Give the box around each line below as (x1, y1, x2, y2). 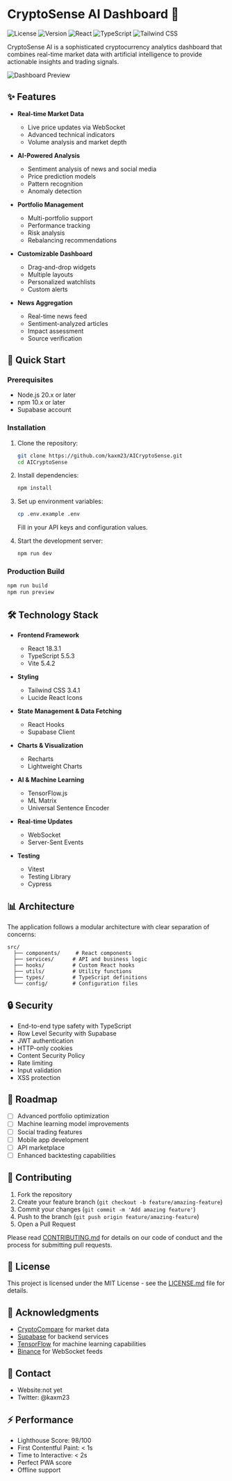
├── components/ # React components (13, 949, 132, 956)
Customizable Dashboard (17, 249, 92, 258)
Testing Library (27, 872, 72, 881)
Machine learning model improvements (17, 1120, 130, 1128)
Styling (17, 672, 40, 680)
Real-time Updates (17, 817, 73, 826)
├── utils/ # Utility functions (13, 967, 132, 975)
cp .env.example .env (17, 511, 80, 518)
